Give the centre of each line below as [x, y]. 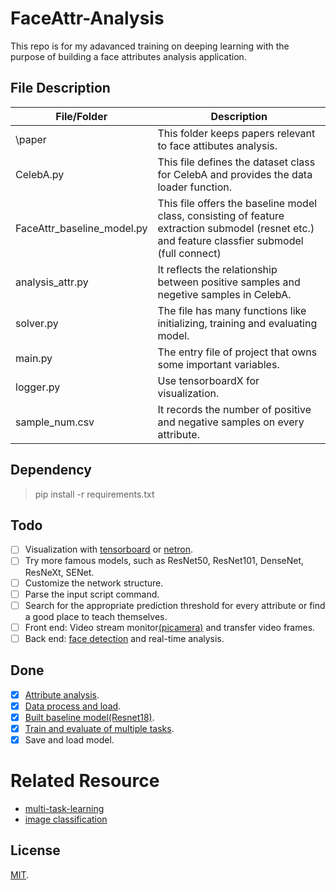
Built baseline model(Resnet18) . [89, 717]
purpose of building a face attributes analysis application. [128, 56]
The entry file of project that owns [237, 352]
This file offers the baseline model [237, 203]
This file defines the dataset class [236, 162]
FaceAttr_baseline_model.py [81, 228]
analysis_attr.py [52, 282]
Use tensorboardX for [208, 380]
